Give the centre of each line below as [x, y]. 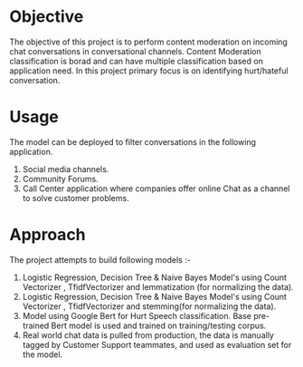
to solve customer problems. [76, 198]
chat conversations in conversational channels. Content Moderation [135, 51]
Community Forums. [60, 179]
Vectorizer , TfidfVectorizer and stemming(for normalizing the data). [149, 306]
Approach [47, 235]
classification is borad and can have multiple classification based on [137, 61]
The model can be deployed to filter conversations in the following [133, 141]
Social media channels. [66, 169]
